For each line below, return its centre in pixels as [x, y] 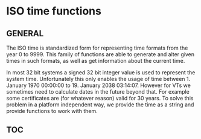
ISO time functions [54, 11]
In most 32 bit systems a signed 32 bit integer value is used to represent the [101, 73]
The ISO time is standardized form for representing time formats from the [97, 48]
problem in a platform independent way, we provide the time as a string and [100, 105]
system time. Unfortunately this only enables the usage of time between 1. [98, 79]
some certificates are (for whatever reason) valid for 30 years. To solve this [100, 98]
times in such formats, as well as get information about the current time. [96, 61]
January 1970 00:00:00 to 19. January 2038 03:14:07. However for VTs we [99, 85]
